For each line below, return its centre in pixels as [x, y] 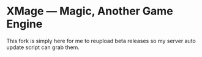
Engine [24, 24]
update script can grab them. [43, 47]
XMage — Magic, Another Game [90, 11]
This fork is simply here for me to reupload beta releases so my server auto [101, 41]
